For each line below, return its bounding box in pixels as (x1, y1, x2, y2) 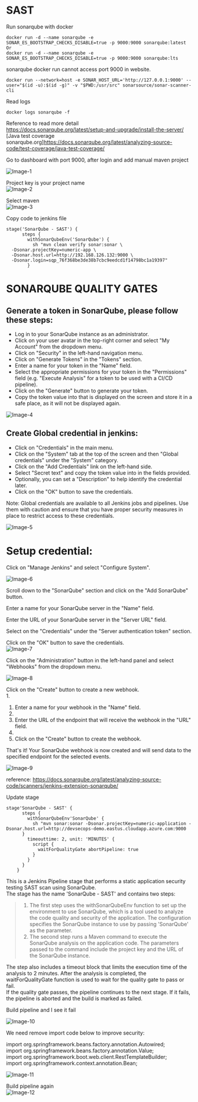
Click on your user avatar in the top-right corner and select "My (14, 337, 170, 344)
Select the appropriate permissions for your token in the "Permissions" (14, 368, 187, 375)
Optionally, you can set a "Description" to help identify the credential (14, 475, 182, 482)
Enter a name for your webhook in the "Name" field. (14, 704, 141, 711)
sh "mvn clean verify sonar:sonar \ (32, 241, 123, 247)
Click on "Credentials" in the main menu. (14, 444, 114, 451)
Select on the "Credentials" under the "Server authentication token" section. (6, 627, 192, 634)
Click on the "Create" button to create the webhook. (14, 735, 142, 742)
